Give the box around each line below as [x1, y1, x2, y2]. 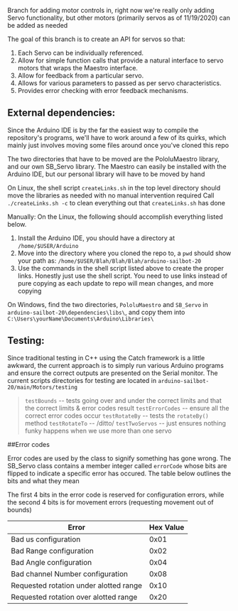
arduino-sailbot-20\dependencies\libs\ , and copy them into [7, 308, 185, 316]
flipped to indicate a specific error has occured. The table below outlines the [7, 469, 232, 477]
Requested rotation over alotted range [11, 592, 138, 602]
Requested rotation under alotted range [11, 580, 143, 590]
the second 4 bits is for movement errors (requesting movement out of [7, 497, 215, 507]
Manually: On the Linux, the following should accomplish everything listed [7, 212, 223, 221]
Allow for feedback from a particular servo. [17, 71, 144, 80]
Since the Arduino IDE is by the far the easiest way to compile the [7, 126, 199, 134]
